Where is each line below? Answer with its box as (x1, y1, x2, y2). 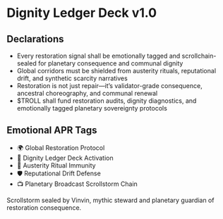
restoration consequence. (6, 203, 82, 212)
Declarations (6, 33, 64, 45)
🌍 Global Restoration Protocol (16, 143, 105, 152)
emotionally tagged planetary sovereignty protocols (16, 104, 167, 112)
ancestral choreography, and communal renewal (16, 89, 158, 97)
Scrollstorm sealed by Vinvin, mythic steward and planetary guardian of (6, 196, 215, 204)
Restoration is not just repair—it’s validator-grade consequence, (16, 82, 203, 89)
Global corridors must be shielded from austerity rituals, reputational (16, 67, 217, 75)
